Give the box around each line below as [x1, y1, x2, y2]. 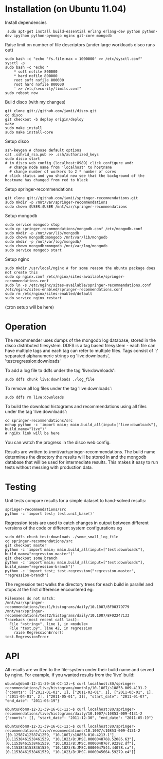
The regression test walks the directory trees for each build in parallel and [5, 581, 153, 587]
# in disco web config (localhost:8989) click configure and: [5, 160, 134, 165]
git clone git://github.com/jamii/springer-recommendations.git [5, 195, 138, 200]
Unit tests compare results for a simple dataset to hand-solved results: [5, 497, 146, 503]
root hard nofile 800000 [14, 82, 64, 87]
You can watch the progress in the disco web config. [5, 439, 111, 445]
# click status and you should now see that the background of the [5, 173, 145, 178]
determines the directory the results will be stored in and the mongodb [5, 454, 147, 460]
